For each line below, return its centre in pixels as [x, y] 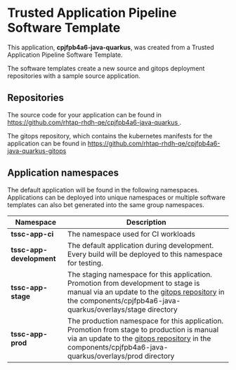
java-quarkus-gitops [37, 151]
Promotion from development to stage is [134, 283]
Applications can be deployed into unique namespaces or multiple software [117, 197]
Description [146, 222]
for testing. [85, 263]
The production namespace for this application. [146, 321]
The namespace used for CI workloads [131, 234]
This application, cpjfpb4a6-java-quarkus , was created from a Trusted [111, 47]
